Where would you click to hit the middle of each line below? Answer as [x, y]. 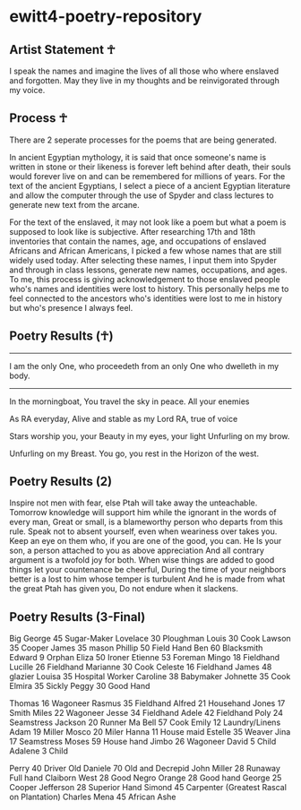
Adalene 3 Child [39, 751]
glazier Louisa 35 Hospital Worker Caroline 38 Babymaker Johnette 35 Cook [150, 676]
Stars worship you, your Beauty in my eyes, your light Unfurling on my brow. [150, 435]
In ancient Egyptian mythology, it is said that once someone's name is [138, 157]
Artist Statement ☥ [63, 50]
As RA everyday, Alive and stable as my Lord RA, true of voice [124, 418]
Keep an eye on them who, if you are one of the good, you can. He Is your [146, 541]
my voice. [27, 90]
